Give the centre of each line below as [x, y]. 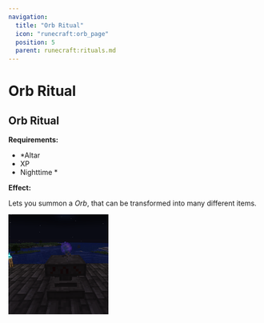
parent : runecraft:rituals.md [66, 51]
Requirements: [33, 140]
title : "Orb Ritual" [50, 25]
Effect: [20, 188]
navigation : [28, 17]
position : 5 [36, 42]
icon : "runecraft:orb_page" [62, 34]
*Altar [30, 155]
